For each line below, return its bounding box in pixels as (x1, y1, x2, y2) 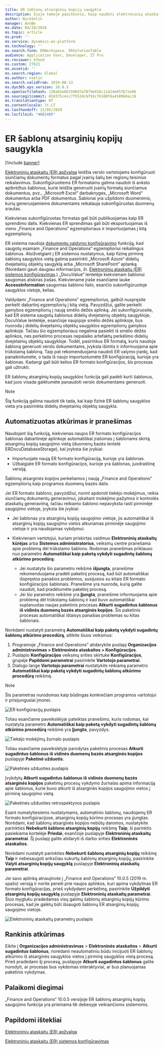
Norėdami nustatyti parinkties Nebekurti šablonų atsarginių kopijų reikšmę (5, 850, 157, 856)
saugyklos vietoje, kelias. (5, 287, 56, 293)
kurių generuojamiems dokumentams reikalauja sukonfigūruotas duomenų (5, 200, 155, 206)
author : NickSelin (5, 16, 42, 21)
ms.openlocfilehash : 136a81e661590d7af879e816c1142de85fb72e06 (5, 89, 137, 94)
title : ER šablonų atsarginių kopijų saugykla (5, 7, 102, 12)
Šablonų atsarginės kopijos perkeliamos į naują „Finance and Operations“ (5, 475, 152, 481)
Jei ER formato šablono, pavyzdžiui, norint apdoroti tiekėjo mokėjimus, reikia (5, 490, 159, 496)
